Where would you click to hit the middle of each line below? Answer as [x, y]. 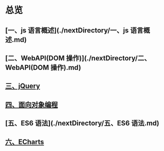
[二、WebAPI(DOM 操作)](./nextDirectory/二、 [78, 58]
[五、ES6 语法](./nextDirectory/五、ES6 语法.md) [82, 123]
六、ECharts [24, 142]
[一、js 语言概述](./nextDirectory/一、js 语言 [74, 30]
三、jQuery [23, 86]
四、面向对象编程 [31, 105]
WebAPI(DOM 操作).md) [43, 67]
